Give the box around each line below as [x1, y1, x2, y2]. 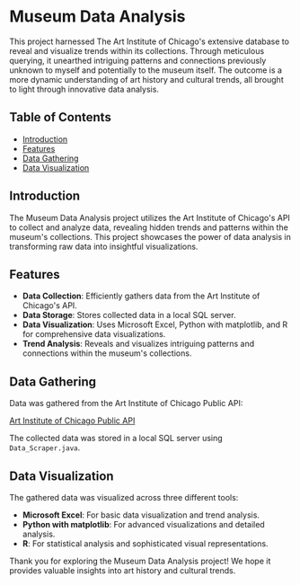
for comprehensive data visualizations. [22, 329, 166, 340]
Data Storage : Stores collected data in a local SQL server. [22, 310, 236, 321]
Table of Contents [9, 110, 112, 125]
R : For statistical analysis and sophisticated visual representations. [22, 538, 269, 549]
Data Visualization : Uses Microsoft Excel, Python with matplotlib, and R [22, 319, 288, 330]
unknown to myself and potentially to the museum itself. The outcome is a [9, 65, 283, 75]
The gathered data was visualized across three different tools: [9, 492, 239, 502]
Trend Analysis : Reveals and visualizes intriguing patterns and [22, 339, 255, 350]
